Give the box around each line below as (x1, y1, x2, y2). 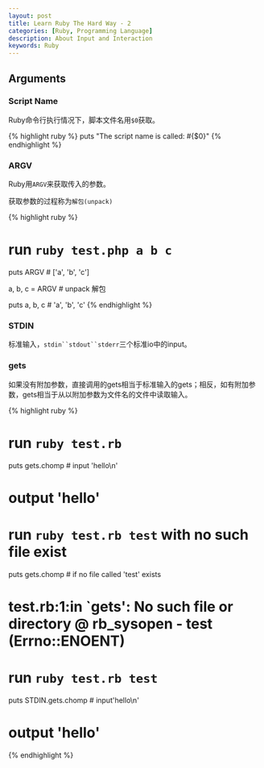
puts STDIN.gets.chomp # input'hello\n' (8, 695, 139, 705)
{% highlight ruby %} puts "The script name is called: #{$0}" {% (8, 131, 221, 141)
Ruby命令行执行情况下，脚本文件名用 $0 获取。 (8, 114, 159, 125)
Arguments (8, 72, 67, 85)
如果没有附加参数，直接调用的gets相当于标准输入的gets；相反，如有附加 (8, 380, 250, 389)
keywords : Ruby (8, 42, 60, 50)
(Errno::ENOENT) (8, 632, 126, 650)
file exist (8, 542, 67, 561)
